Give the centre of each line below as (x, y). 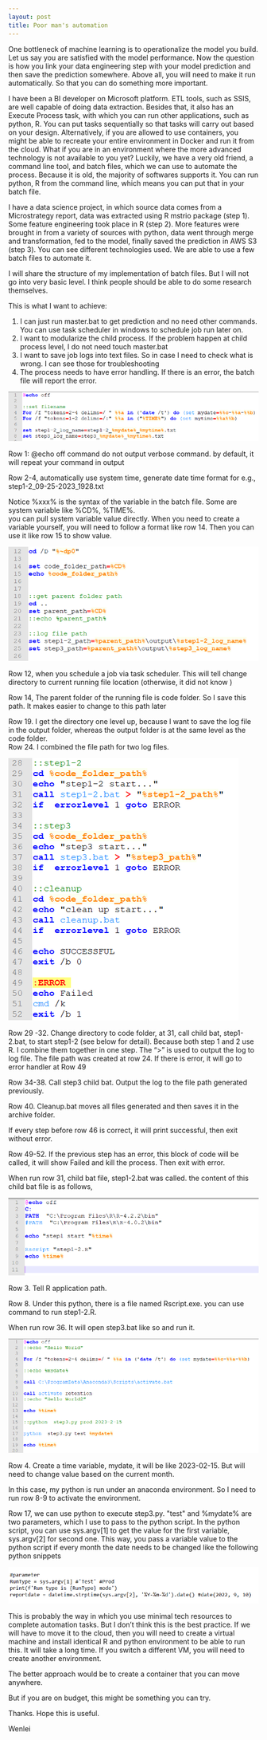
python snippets (35, 1556)
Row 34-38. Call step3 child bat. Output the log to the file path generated (128, 1082)
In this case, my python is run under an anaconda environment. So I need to (132, 1489)
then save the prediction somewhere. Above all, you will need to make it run (132, 74)
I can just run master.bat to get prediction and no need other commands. (139, 321)
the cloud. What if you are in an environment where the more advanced (125, 149)
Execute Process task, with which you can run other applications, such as (129, 115)
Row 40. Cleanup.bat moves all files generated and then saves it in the (124, 1106)
